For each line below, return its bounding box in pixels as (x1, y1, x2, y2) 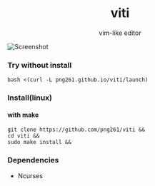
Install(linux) (7, 93, 52, 103)
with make (7, 110, 39, 119)
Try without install (7, 60, 72, 70)
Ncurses (17, 171, 43, 180)
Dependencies (7, 155, 59, 165)
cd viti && (7, 133, 40, 140)
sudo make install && (7, 139, 72, 146)
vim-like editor (99, 29, 141, 37)
